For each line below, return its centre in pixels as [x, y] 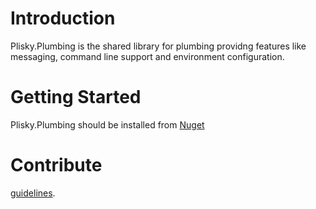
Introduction [63, 18]
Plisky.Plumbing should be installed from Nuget [107, 124]
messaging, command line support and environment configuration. [147, 56]
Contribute [56, 165]
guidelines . [33, 193]
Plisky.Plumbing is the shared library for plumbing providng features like [158, 46]
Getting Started [76, 97]
